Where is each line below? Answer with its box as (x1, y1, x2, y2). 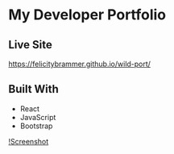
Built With (8, 82, 59, 96)
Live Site (8, 38, 52, 52)
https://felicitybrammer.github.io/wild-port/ (8, 59, 151, 69)
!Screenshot (8, 136, 49, 146)
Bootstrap (19, 121, 53, 131)
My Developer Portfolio (8, 6, 167, 24)
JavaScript (19, 112, 56, 122)
